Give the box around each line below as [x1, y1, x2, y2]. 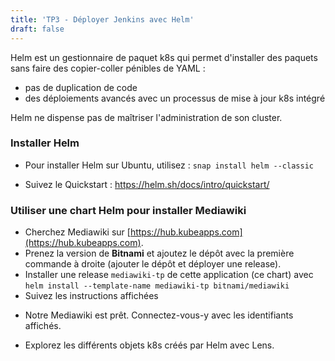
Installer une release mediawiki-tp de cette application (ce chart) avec [24, 269, 314, 281]
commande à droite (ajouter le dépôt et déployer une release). [24, 258, 282, 270]
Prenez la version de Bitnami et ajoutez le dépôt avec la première [24, 247, 295, 260]
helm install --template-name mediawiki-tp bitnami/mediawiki [24, 281, 290, 291]
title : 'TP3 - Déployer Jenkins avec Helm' [10, 14, 195, 25]
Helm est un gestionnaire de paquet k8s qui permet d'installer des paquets [10, 51, 318, 63]
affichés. [24, 320, 62, 332]
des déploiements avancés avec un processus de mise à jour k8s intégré [24, 92, 326, 104]
